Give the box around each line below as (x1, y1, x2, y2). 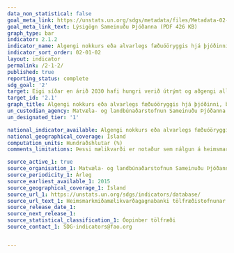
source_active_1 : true (7, 158, 73, 166)
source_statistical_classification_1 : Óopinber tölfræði (7, 217, 176, 224)
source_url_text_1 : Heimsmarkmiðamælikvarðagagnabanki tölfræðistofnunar (7, 197, 226, 204)
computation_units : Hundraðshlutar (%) (7, 139, 123, 146)
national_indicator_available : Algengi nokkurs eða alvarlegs (7, 126, 192, 133)
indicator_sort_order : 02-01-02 (7, 49, 101, 56)
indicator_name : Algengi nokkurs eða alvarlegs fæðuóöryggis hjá (7, 43, 201, 49)
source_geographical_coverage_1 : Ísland (7, 184, 127, 192)
